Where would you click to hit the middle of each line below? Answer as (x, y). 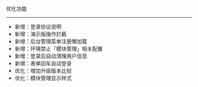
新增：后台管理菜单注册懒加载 (51, 41)
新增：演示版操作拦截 (40, 34)
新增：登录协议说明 (38, 26)
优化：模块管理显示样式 (43, 78)
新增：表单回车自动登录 (43, 63)
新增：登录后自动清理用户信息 (51, 56)
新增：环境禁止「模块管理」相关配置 (59, 48)
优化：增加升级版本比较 (43, 71)
